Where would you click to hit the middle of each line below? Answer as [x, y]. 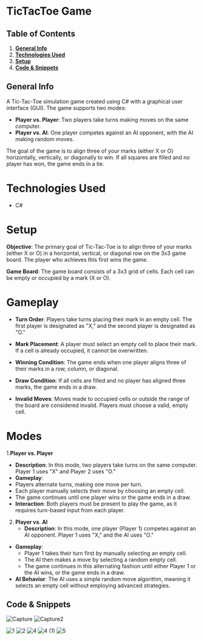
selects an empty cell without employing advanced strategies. [93, 585]
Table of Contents [41, 34]
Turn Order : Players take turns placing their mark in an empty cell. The [104, 319]
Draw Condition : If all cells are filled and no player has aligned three [100, 380]
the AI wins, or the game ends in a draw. [74, 572]
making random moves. [44, 139]
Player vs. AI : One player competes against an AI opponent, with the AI [104, 133]
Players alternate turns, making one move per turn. [79, 484]
